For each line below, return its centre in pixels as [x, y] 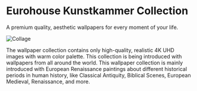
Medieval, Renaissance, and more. [48, 82]
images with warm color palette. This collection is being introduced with [94, 56]
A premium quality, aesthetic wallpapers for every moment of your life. [92, 27]
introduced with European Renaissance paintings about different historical [97, 69]
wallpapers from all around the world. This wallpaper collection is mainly [95, 63]
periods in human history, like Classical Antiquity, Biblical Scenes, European [99, 75]
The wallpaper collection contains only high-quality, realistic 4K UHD [90, 50]
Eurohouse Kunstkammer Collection [97, 11]
